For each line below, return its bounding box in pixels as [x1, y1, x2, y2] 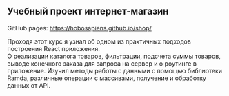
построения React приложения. [7, 44, 100, 52]
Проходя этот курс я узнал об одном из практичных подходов [7, 37, 191, 46]
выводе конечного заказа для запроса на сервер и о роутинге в [7, 59, 197, 68]
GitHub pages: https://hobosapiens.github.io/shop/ [7, 23, 152, 32]
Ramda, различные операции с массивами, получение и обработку [7, 74, 207, 82]
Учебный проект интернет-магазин [7, 6, 169, 17]
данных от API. [7, 81, 51, 89]
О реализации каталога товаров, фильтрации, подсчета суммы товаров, [7, 52, 221, 60]
